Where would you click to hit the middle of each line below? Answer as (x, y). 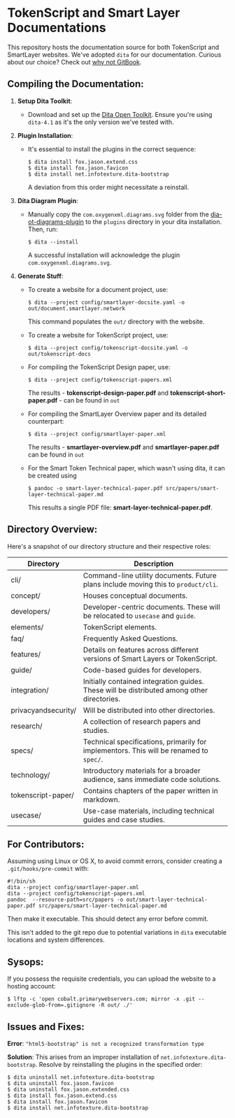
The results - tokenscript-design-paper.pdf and (98, 393)
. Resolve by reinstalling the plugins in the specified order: (119, 1064)
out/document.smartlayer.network (77, 308)
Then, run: (43, 229)
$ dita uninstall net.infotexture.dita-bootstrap (81, 1077)
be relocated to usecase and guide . (139, 615)
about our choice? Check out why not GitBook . (74, 62)
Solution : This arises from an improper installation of (83, 1057)
